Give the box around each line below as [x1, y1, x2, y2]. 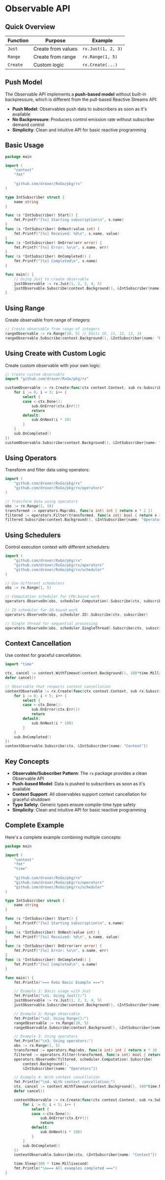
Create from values [33, 45, 78, 52]
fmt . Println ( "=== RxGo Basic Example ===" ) [14, 980, 105, 985]
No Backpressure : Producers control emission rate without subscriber [12, 116, 155, 122]
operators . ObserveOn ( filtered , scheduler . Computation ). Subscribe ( [14, 1056, 153, 1062]
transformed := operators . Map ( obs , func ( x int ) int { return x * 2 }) [5, 508, 153, 513]
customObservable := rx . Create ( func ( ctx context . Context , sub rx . [5, 385, 144, 390]
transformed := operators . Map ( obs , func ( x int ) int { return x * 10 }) [14, 1048, 164, 1053]
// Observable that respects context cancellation [5, 684, 111, 689]
